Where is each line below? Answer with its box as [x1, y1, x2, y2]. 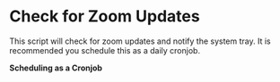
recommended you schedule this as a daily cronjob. [9, 45, 200, 55]
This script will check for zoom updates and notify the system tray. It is [9, 36, 271, 46]
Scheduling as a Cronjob [9, 62, 103, 73]
